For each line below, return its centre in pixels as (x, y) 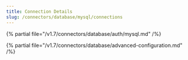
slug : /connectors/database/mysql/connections (64, 17)
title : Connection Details (39, 11)
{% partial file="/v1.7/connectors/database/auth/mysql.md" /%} (84, 34)
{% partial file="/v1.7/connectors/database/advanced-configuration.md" (94, 45)
